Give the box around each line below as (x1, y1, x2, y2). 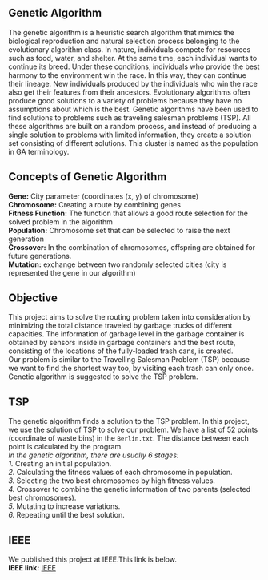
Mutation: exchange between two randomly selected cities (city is (8, 260, 227, 269)
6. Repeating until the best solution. (8, 510, 126, 520)
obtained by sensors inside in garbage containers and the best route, (8, 338, 236, 348)
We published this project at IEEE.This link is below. (8, 554, 178, 564)
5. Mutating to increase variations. (8, 501, 121, 511)
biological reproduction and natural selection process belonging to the (8, 36, 240, 46)
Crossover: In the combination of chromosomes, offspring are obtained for (8, 242, 256, 252)
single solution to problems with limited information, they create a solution (8, 130, 252, 139)
